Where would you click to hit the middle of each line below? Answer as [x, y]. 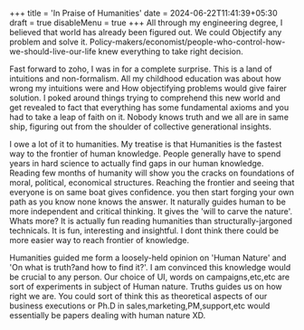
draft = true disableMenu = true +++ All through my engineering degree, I [146, 23]
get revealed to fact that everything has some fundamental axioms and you [149, 107]
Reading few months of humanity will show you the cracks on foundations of [152, 173]
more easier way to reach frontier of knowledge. [100, 240]
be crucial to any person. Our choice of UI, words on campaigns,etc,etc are [150, 277]
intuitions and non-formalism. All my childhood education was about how [146, 79]
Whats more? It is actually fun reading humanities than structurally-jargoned [151, 221]
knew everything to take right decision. [171, 52]
